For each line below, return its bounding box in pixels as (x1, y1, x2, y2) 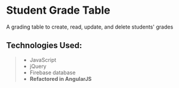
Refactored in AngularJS (29, 75, 92, 82)
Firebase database (29, 69, 76, 76)
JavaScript (29, 56, 57, 63)
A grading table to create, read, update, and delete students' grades (6, 23, 174, 30)
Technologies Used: (6, 40, 82, 51)
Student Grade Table (6, 4, 110, 17)
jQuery (29, 62, 47, 70)
